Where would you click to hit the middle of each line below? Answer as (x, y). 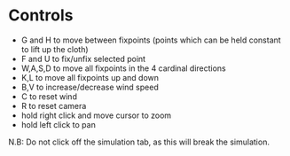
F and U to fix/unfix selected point (83, 58)
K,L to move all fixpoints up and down (90, 77)
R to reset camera (54, 105)
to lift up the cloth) (55, 49)
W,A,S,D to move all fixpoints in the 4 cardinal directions (124, 68)
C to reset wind (49, 96)
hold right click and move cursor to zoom (96, 115)
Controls (41, 16)
